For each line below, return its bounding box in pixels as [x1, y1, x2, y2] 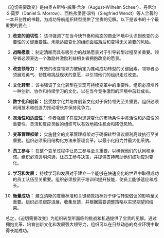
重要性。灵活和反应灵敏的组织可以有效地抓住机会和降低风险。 [12, 121, 137, 127]
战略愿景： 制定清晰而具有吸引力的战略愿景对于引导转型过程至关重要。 [12, 49, 155, 55]
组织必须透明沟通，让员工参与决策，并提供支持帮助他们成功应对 [21, 154, 149, 160]
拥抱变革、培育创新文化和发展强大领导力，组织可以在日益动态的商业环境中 [5, 221, 155, 227]
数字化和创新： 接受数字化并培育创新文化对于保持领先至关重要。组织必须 [12, 99, 159, 104]
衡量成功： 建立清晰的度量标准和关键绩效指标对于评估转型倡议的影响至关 [12, 193, 159, 199]
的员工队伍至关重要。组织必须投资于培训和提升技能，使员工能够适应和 [12, 177, 154, 182]
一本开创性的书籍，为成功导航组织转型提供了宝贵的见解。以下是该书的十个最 [5, 17, 159, 22]
